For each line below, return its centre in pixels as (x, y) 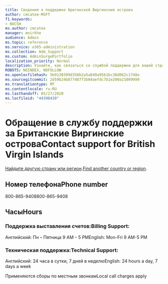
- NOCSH (13, 24)
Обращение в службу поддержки (79, 123)
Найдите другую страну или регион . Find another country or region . (76, 168)
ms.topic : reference (27, 42)
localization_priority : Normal (38, 61)
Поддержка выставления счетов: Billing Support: (67, 226)
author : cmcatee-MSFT (28, 14)
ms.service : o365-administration (40, 47)
